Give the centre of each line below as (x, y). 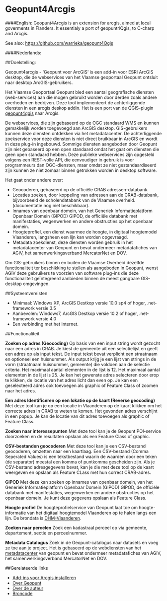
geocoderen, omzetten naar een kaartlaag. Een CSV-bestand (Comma (77, 451)
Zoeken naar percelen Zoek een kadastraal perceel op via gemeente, (76, 527)
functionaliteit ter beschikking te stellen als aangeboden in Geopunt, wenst (82, 268)
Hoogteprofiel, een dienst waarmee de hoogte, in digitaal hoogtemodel (85, 231)
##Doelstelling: (21, 62)
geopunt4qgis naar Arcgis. (32, 113)
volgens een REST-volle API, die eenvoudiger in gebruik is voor (70, 159)
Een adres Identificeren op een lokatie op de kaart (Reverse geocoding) (80, 400)
